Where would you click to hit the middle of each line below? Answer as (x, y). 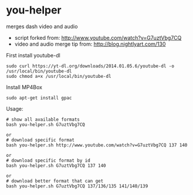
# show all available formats (43, 119)
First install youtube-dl (33, 55)
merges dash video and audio (42, 26)
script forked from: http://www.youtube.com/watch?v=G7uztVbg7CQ (98, 37)
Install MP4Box (24, 87)
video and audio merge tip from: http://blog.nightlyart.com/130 (90, 44)
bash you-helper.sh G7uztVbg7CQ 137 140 (56, 165)
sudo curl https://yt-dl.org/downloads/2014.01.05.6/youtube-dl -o (90, 66)
